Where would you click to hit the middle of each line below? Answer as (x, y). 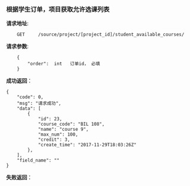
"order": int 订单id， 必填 (64, 64)
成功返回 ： (19, 81)
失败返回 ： (19, 177)
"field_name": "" (38, 161)
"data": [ (29, 109)
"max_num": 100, (58, 134)
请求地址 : (18, 23)
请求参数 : (18, 46)
